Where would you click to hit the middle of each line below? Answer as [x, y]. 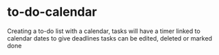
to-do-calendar [52, 12]
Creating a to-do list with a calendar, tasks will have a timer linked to [104, 31]
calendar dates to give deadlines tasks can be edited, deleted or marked [109, 38]
